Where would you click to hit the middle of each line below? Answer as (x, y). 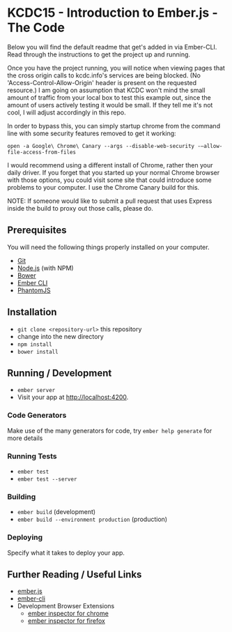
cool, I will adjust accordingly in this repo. (67, 112)
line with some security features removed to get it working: (92, 133)
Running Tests (32, 456)
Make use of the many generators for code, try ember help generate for (110, 430)
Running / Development (60, 373)
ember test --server (47, 479)
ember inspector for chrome (68, 614)
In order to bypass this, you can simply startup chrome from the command (114, 126)
